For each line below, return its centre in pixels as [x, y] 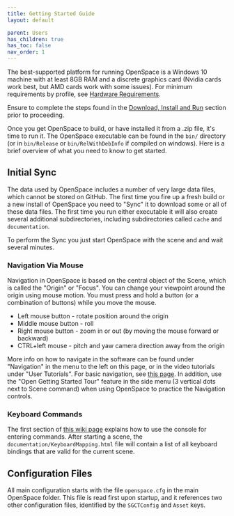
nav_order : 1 [26, 52]
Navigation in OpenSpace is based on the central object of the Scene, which [117, 281]
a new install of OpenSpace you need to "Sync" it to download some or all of [117, 204]
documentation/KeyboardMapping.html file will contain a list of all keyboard [112, 444]
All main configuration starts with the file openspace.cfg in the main [103, 490]
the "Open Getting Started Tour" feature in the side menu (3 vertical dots [111, 382]
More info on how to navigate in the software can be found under [101, 359]
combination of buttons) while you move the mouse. [82, 303]
